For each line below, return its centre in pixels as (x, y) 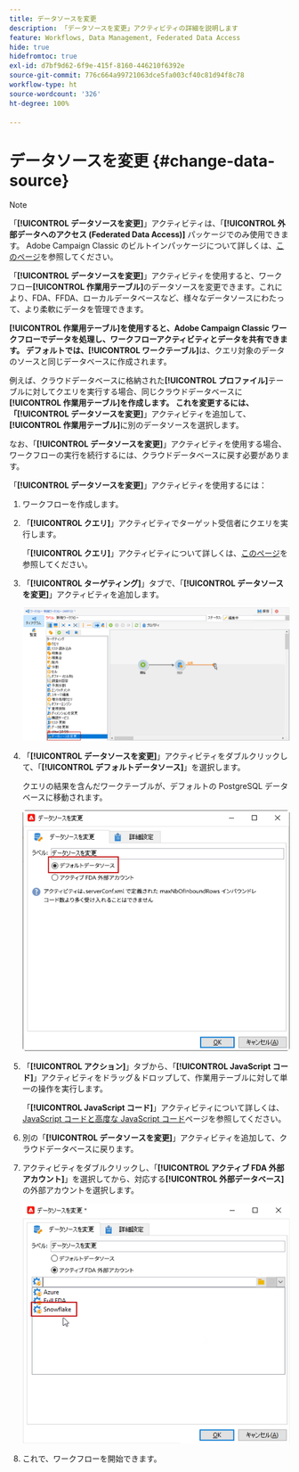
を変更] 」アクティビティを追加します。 (93, 595)
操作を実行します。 (73, 1089)
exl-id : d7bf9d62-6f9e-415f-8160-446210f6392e (97, 66)
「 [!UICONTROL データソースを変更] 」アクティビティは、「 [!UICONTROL (143, 224)
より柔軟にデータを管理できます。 (86, 309)
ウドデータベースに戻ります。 (84, 1148)
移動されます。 (80, 797)
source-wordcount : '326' (55, 94)
